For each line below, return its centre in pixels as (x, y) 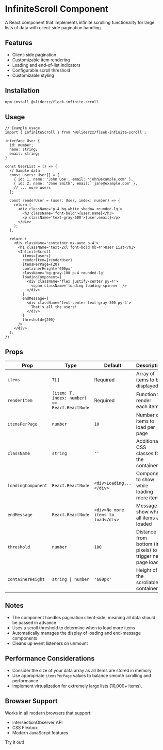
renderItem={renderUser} (48, 260)
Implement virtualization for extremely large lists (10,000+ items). (77, 686)
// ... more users (32, 188)
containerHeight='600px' (48, 269)
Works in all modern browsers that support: (49, 713)
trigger (144, 556)
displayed (147, 386)
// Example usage (23, 128)
